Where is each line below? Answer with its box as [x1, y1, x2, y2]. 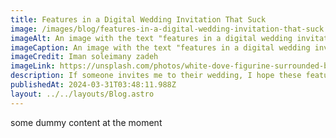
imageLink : [10, 61, 56, 71]
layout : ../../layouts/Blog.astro [10, 89, 155, 99]
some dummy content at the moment [10, 116, 163, 128]
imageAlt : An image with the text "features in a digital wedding [10, 33, 293, 43]
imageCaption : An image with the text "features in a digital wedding [10, 42, 311, 53]
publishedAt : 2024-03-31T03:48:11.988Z [10, 80, 177, 90]
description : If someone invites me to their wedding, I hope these [10, 71, 302, 81]
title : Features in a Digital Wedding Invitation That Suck [10, 14, 267, 25]
